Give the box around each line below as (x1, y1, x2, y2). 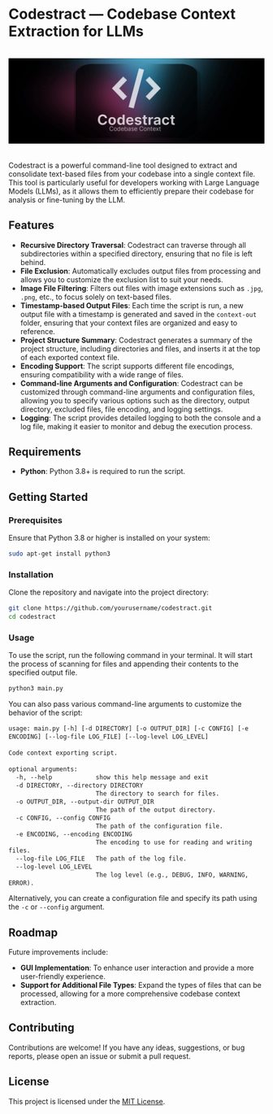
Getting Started (8, 490, 89, 504)
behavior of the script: (8, 708, 83, 718)
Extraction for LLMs (8, 22, 144, 41)
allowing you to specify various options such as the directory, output (19, 395, 250, 405)
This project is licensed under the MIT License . (8, 1096, 166, 1106)
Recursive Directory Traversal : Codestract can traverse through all (19, 240, 246, 250)
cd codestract (8, 613, 57, 621)
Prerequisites (8, 514, 63, 525)
